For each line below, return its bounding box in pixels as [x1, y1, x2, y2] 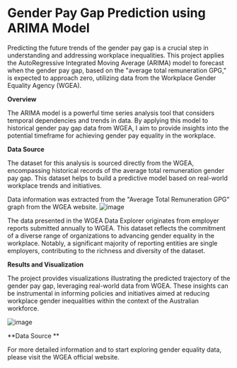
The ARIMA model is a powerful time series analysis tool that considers [7, 108, 214, 117]
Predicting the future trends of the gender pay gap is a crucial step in [7, 43, 209, 52]
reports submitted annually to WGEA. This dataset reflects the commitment [7, 223, 226, 232]
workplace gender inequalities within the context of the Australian [7, 296, 200, 305]
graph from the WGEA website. [7, 202, 98, 211]
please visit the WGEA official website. [7, 352, 120, 361]
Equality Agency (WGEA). [7, 81, 82, 89]
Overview [7, 94, 37, 104]
